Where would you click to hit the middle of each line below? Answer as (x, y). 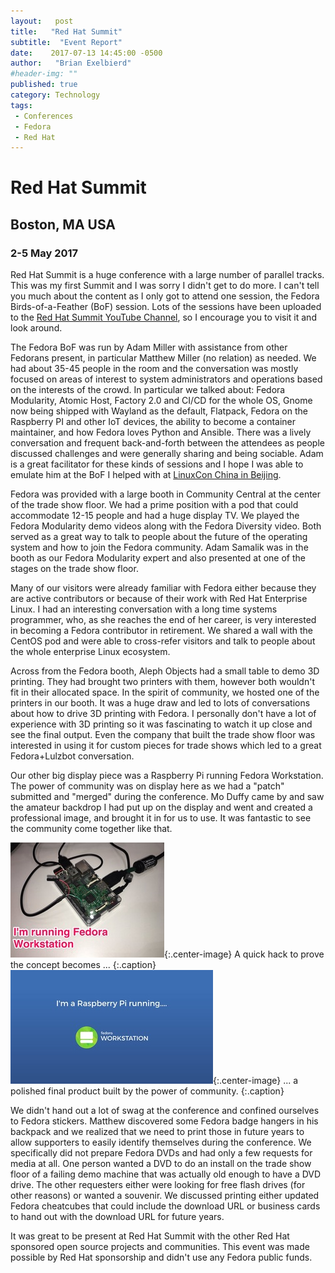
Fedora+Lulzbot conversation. (72, 756)
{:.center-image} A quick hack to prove (244, 954)
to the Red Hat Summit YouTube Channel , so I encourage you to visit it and (163, 317)
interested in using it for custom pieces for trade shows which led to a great (166, 746)
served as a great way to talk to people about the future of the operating (159, 537)
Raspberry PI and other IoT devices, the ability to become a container (153, 422)
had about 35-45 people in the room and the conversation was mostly (154, 369)
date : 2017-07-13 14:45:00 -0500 (86, 53)
